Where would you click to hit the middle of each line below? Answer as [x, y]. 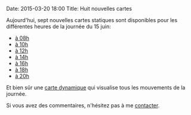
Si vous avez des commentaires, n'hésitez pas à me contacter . [83, 105]
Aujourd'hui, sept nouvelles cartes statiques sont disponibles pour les [92, 20]
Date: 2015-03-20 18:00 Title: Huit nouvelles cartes [69, 9]
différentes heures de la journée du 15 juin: [59, 27]
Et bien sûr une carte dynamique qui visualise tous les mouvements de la [96, 88]
